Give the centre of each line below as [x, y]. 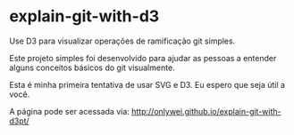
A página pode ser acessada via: [69, 111]
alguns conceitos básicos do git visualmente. [92, 67]
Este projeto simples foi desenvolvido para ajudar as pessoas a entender [143, 58]
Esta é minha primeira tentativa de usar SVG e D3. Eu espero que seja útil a [147, 84]
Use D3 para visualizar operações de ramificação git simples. [122, 41]
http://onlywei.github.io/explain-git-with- [206, 111]
